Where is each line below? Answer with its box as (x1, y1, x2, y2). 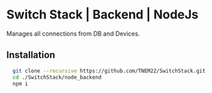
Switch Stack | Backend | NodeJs (6, 7, 199, 23)
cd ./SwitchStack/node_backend (12, 74, 102, 81)
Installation (6, 49, 55, 61)
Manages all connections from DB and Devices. (6, 29, 140, 38)
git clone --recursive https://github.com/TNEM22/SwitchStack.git (12, 67, 206, 75)
